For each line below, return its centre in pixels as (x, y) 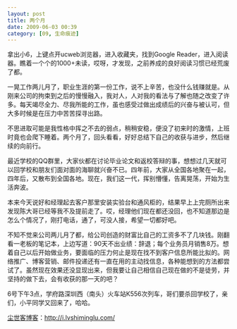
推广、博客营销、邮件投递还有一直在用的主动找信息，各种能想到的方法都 (118, 261)
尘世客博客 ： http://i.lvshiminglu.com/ (61, 318)
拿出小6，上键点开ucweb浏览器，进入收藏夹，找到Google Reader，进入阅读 (118, 54)
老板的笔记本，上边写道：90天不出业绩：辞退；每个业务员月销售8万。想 (124, 244)
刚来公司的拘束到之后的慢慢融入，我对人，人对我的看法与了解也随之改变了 (115, 96)
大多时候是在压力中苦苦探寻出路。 (57, 113)
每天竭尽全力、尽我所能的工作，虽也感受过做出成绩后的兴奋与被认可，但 (124, 105)
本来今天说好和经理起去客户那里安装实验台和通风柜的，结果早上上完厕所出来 (119, 202)
